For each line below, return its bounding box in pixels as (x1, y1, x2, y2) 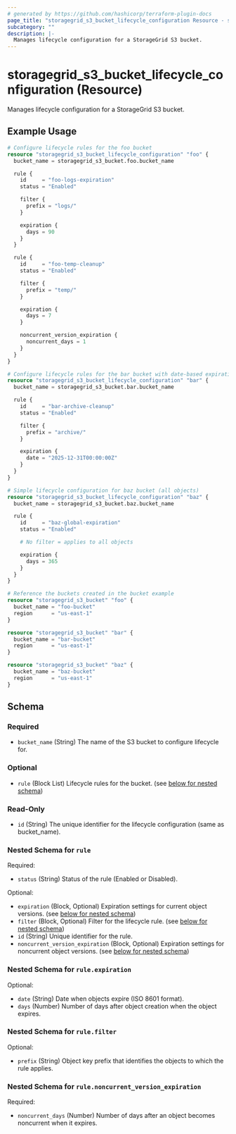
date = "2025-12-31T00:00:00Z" (25, 455, 118, 462)
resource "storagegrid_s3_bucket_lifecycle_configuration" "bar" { (7, 377, 209, 384)
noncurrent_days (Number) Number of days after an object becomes (17, 1111, 216, 1120)
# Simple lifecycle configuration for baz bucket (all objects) (7, 487, 199, 494)
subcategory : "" (7, 23, 55, 30)
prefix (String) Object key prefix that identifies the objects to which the (17, 1056, 224, 1065)
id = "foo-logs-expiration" (20, 177, 114, 184)
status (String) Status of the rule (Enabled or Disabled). (17, 875, 178, 883)
